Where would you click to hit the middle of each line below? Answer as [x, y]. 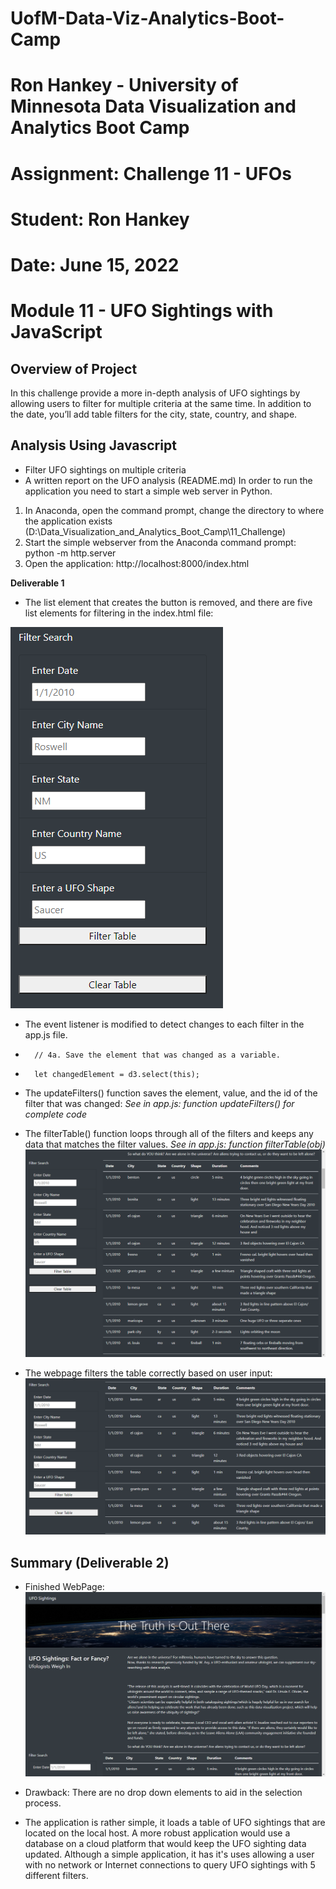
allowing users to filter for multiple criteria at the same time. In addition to [161, 403]
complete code [55, 1114]
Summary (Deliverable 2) [90, 1562]
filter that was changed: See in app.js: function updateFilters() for [159, 1103]
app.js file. [46, 1034]
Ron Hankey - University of [124, 85]
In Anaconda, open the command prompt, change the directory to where [174, 510]
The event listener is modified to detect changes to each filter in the [164, 1024]
